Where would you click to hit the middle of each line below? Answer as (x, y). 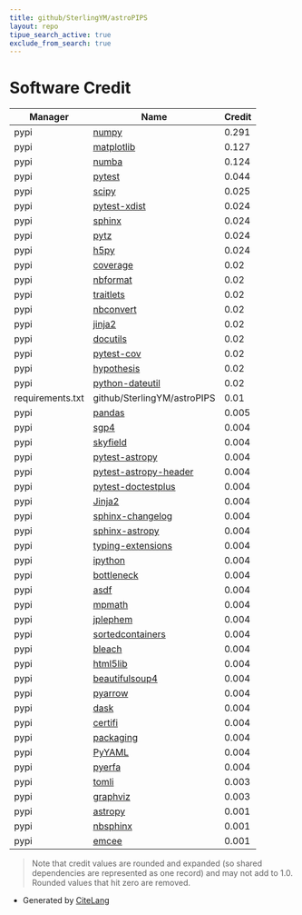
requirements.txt (49, 398)
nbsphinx (113, 826)
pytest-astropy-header (143, 472)
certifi (106, 723)
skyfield (110, 443)
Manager (49, 117)
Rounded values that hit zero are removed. (111, 883)
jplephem (113, 620)
